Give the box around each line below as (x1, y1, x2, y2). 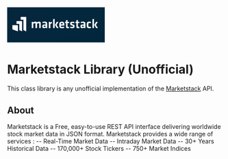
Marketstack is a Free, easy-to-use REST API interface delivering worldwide (7, 122, 221, 130)
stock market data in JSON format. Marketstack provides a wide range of (7, 130, 214, 138)
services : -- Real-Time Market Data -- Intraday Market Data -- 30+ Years (7, 137, 214, 145)
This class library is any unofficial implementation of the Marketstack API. (7, 84, 214, 93)
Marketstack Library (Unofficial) (7, 62, 194, 77)
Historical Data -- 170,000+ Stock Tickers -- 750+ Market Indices (7, 144, 192, 152)
